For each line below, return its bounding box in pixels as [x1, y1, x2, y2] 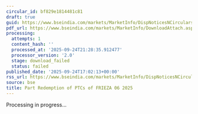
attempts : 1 [11, 36, 41, 42]
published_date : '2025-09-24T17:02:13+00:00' [6, 69, 120, 75]
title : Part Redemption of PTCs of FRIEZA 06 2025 [6, 85, 133, 91]
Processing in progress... [6, 101, 67, 108]
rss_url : [6, 74, 28, 80]
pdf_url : [6, 25, 28, 31]
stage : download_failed [11, 58, 70, 63]
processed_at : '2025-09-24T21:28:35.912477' [11, 47, 123, 53]
